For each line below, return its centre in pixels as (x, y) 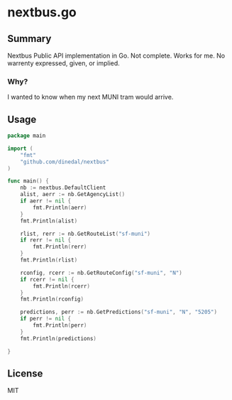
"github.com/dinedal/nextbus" (65, 162)
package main (27, 136)
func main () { (28, 181)
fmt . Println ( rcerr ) (62, 286)
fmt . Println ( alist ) (49, 221)
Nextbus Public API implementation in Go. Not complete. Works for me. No (116, 55)
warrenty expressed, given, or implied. (64, 63)
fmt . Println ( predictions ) (59, 338)
